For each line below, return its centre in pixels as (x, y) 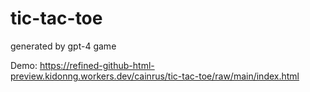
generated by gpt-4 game (63, 46)
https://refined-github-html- (97, 65)
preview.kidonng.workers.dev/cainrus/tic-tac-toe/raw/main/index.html (155, 76)
